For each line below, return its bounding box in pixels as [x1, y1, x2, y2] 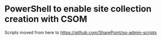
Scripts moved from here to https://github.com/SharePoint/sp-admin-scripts [4, 29, 157, 35]
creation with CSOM [4, 13, 87, 25]
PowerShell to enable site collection [4, 3, 152, 14]
